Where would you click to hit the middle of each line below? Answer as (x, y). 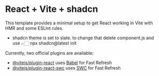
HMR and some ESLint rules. (34, 28)
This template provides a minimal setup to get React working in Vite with (79, 23)
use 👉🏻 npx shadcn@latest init (44, 43)
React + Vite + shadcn (52, 9)
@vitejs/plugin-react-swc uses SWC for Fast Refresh (66, 68)
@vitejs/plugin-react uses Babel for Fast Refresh (62, 63)
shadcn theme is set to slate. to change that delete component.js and (83, 38)
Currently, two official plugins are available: (49, 53)
